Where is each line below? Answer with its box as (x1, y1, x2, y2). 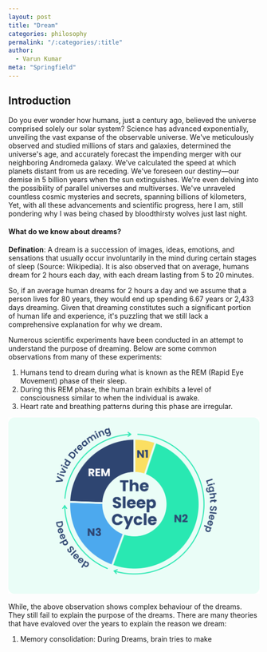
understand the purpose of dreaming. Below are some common (8, 344, 217, 353)
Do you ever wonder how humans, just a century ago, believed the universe (8, 115, 257, 125)
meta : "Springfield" (8, 64, 77, 72)
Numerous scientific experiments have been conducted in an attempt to (8, 335, 244, 344)
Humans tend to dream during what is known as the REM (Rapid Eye (19, 368, 245, 377)
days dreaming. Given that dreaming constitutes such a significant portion (8, 302, 251, 312)
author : (8, 46, 34, 55)
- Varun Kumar (15, 55, 62, 63)
